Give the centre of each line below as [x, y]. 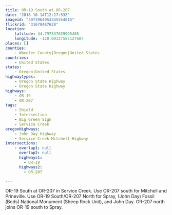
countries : [17, 58]
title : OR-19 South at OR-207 [38, 10]
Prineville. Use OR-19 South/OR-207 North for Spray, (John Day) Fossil [80, 196]
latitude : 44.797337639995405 [47, 34]
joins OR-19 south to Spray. [34, 207]
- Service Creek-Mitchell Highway [51, 139]
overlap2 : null [35, 153]
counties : [16, 48]
